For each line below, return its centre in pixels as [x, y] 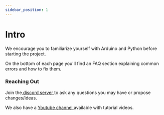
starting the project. [26, 53]
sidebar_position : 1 [27, 10]
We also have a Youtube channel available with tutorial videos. [69, 107]
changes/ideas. [21, 97]
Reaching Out [22, 81]
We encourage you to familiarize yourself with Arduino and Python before [81, 48]
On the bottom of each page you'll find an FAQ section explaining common [82, 63]
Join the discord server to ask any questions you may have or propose [78, 92]
